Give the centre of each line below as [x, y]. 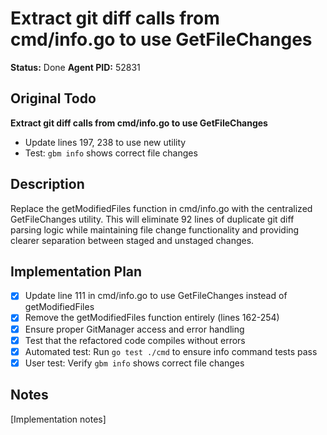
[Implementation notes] [58, 419]
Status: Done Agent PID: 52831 [75, 67]
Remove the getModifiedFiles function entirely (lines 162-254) [152, 318]
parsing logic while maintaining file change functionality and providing [155, 229]
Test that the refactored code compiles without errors [135, 340]
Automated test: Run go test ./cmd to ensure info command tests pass [171, 351]
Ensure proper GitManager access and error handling [134, 329]
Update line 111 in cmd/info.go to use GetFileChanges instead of [156, 296]
